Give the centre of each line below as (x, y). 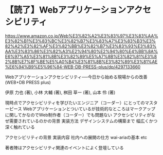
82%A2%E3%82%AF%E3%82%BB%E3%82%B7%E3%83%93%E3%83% (81, 46)
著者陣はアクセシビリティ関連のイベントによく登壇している (64, 147)
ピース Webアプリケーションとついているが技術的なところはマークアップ (82, 109)
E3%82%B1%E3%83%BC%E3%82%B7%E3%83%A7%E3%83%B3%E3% (81, 41)
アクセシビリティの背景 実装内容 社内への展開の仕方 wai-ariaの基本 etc (76, 137)
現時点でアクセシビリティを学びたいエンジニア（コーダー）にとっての (75, 103)
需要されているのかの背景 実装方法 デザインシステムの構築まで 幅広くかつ (83, 121)
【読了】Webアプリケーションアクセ (78, 10)
